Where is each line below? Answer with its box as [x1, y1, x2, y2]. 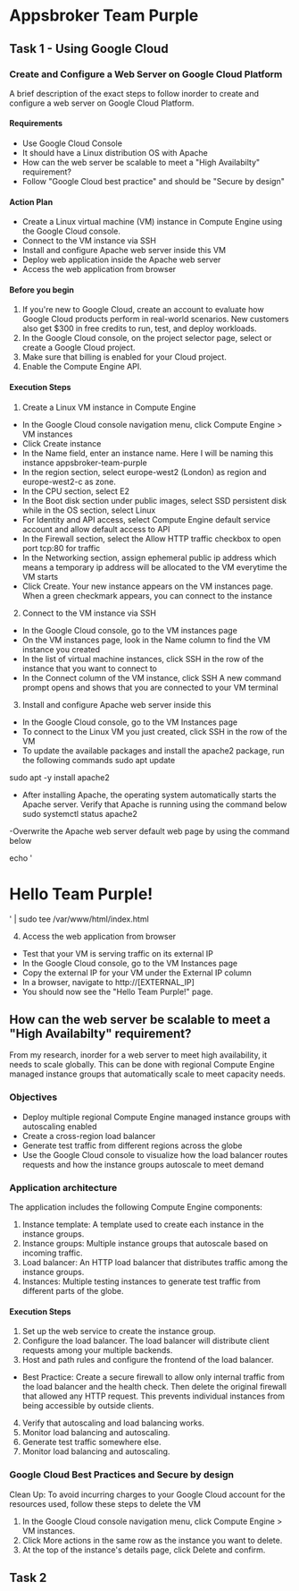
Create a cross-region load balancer [21, 1130, 156, 1141]
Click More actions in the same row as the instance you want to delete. [21, 1535, 283, 1545]
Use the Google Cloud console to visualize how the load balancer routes [21, 1149, 288, 1160]
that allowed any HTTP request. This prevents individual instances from [21, 1391, 286, 1401]
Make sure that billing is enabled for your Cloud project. [21, 352, 228, 362]
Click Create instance [21, 438, 102, 448]
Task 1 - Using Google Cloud [9, 41, 169, 56]
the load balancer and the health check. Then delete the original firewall [21, 1382, 287, 1392]
